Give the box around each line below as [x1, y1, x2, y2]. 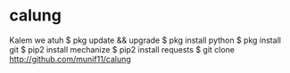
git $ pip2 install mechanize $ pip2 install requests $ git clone [9, 44, 235, 54]
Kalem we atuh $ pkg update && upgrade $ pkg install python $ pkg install [9, 35, 281, 45]
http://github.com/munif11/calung [9, 53, 131, 64]
